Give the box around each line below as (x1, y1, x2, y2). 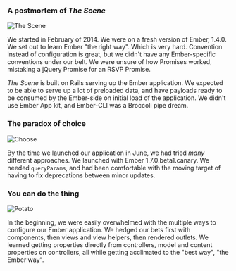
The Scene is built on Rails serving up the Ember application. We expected (7, 79, 223, 87)
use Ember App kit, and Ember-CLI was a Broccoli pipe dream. (7, 101, 189, 110)
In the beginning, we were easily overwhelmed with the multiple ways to (7, 218, 216, 227)
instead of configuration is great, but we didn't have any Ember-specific (7, 50, 216, 58)
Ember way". (7, 256, 44, 264)
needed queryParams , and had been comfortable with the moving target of (7, 163, 221, 172)
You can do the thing (7, 189, 80, 198)
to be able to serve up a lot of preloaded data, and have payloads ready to (7, 87, 223, 95)
